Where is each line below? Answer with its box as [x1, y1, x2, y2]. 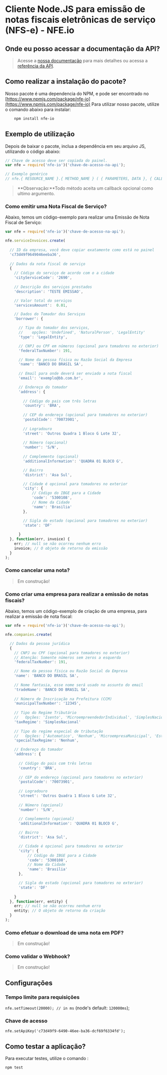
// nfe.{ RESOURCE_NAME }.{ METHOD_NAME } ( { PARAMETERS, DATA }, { [5, 176, 153, 181]
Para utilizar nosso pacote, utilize [91, 101, 160, 107]
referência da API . [17, 63, 55, 69]
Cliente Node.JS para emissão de [5, 3, 146, 15]
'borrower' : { [14, 316, 43, 322]
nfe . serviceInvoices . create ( [5, 238, 66, 243]
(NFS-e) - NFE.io [5, 25, 75, 36]
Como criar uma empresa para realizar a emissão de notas [5, 591, 149, 597]
